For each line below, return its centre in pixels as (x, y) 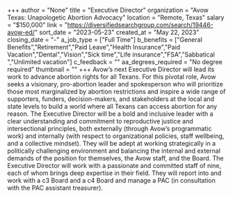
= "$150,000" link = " (38, 25)
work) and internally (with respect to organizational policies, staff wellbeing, (116, 136)
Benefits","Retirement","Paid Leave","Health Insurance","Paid (94, 47)
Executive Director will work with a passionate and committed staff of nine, (114, 166)
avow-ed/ (21, 32)
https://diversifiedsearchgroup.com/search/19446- (140, 25)
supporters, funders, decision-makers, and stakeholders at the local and (111, 99)
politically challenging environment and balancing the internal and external (114, 151)
